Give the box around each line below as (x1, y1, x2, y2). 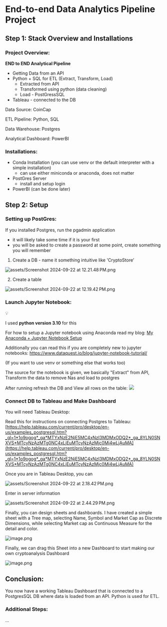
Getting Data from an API (12, 70, 64, 76)
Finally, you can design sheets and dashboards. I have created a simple (5, 510, 152, 516)
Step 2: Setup (5, 200, 48, 209)
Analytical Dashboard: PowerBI (5, 135, 69, 141)
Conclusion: (5, 574, 44, 583)
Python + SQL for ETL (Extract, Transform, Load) (12, 75, 113, 81)
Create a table (12, 276, 42, 282)
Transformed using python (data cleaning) (19, 86, 107, 92)
